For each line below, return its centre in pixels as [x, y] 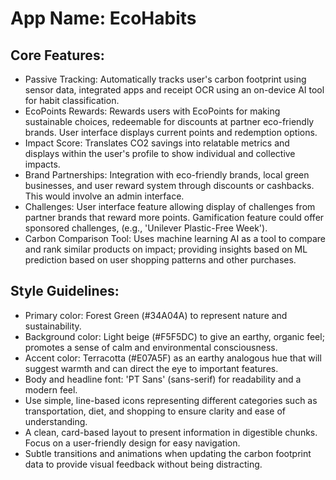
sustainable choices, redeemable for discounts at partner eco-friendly [169, 121]
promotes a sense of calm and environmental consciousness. [151, 347]
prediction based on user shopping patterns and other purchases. [160, 260]
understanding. [56, 421]
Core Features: [57, 55]
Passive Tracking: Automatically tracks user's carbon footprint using [165, 79]
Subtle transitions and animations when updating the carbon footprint [168, 453]
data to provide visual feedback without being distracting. [143, 464]
